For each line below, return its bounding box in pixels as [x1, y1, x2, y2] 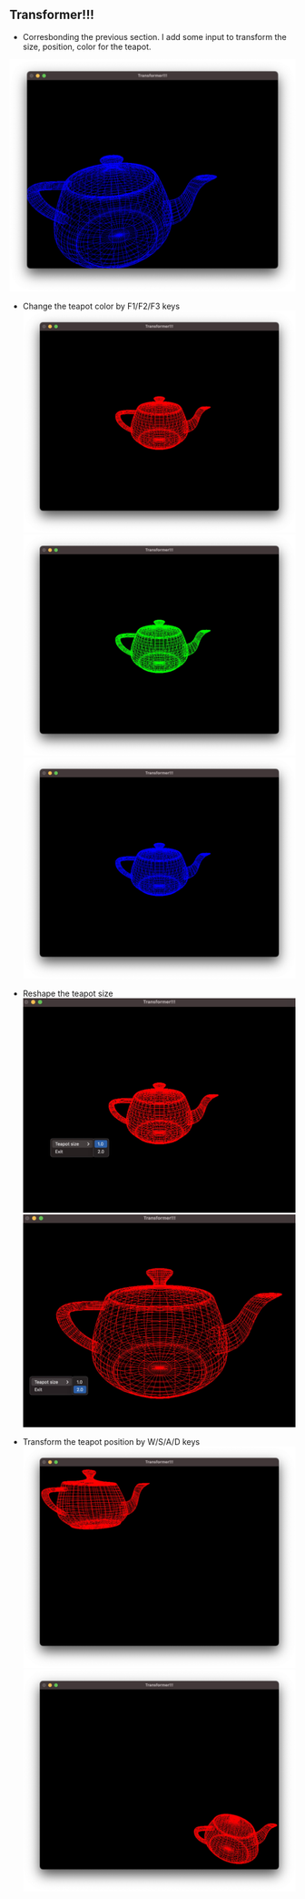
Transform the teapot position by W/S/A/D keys [22, 1437, 201, 1447]
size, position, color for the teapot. [22, 41, 152, 52]
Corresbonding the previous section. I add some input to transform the [22, 31, 288, 42]
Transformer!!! [9, 7, 95, 23]
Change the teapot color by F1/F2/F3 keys [22, 300, 180, 312]
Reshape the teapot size [22, 988, 113, 999]
